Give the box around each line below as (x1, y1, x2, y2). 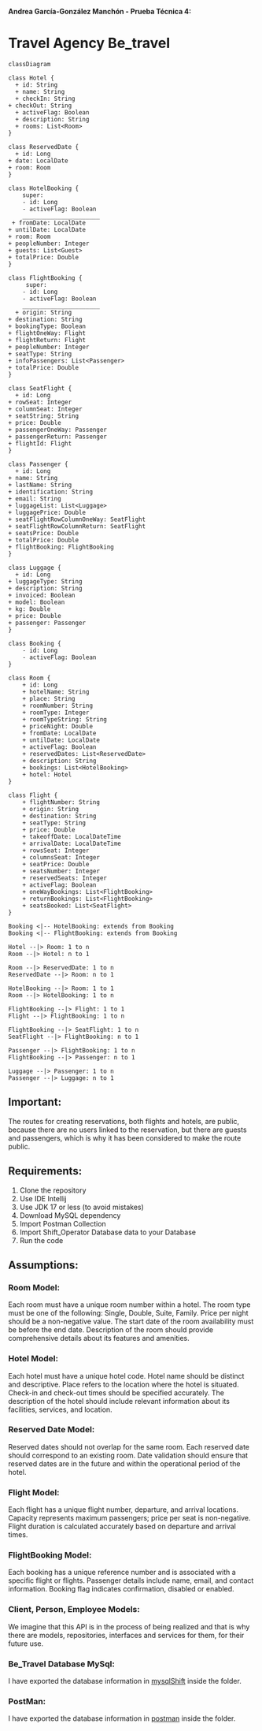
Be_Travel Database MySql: (8, 1658, 116, 1670)
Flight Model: (8, 1487, 61, 1498)
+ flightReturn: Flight (8, 336, 87, 344)
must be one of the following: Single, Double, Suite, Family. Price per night (8, 1308, 249, 1318)
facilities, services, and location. (8, 1405, 113, 1414)
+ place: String (22, 694, 76, 702)
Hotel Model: (8, 1353, 59, 1364)
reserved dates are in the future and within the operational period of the (8, 1458, 241, 1469)
